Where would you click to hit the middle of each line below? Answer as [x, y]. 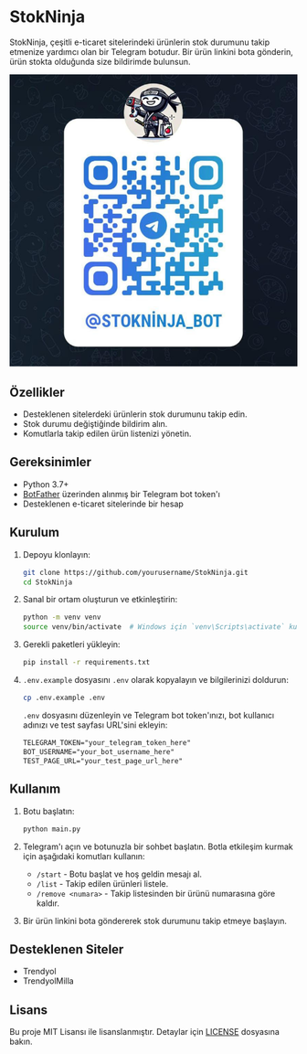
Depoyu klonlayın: [57, 554]
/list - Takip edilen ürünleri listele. [102, 883]
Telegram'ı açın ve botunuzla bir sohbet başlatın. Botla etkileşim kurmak [158, 846]
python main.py [52, 829]
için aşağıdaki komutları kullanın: [84, 856]
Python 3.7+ [46, 484]
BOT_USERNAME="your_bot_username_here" [99, 751]
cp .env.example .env [64, 697]
